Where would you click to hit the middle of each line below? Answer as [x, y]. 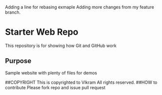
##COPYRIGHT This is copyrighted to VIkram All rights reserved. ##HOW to [81, 82]
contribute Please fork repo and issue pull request [55, 87]
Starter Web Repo [42, 32]
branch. [13, 12]
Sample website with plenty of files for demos [51, 72]
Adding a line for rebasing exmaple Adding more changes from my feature [80, 7]
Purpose [18, 61]
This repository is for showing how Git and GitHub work [61, 46]
